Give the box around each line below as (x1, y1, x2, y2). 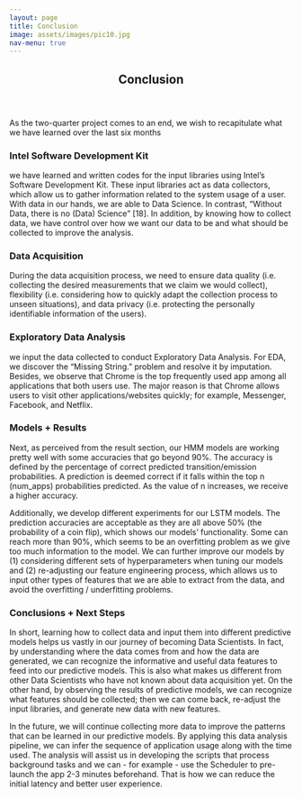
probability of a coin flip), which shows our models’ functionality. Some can (9, 526, 289, 537)
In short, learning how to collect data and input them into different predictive (9, 627, 292, 638)
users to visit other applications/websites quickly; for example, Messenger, (9, 389, 287, 401)
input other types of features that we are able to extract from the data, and (9, 574, 285, 585)
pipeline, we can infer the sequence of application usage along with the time (9, 740, 292, 751)
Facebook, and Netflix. (9, 399, 93, 410)
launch (9, 769, 35, 780)
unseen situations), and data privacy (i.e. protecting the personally (9, 299, 255, 310)
